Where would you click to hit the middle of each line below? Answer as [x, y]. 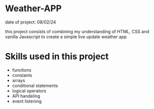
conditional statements [35, 86]
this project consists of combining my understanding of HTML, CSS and [77, 31]
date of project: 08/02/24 [30, 22]
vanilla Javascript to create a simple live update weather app [66, 37]
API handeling [26, 96]
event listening [27, 101]
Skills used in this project [57, 56]
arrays [19, 80]
